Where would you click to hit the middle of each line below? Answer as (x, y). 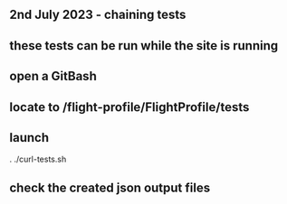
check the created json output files (110, 187)
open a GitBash (53, 76)
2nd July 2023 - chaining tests (98, 15)
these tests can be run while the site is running (144, 46)
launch (29, 138)
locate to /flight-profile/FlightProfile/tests (129, 107)
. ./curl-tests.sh (38, 159)
